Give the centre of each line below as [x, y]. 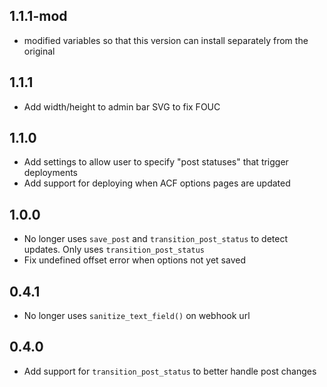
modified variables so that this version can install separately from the [166, 40]
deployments [51, 173]
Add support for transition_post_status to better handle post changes [170, 371]
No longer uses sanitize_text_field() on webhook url [137, 316]
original [39, 51]
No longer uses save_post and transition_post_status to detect [156, 239]
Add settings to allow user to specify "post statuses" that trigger [156, 162]
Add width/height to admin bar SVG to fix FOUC [122, 106]
